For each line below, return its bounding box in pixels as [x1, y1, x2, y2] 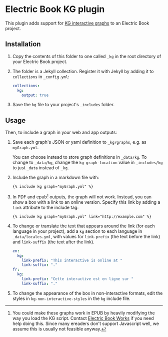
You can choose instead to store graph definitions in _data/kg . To [12, 154, 147, 160]
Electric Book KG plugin [5, 4, 105, 15]
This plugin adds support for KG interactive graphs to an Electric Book [5, 20, 149, 26]
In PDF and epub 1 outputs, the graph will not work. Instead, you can [12, 193, 151, 200]
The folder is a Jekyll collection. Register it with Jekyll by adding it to [12, 68, 154, 74]
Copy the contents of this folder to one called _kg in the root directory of [12, 53, 161, 59]
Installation [5, 40, 41, 49]
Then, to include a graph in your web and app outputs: [5, 129, 117, 136]
